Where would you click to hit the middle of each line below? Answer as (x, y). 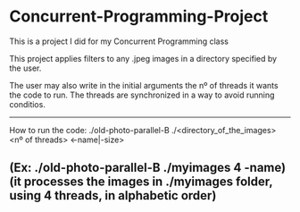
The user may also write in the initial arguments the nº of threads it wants (144, 85)
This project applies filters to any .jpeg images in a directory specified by (143, 58)
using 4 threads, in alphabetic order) (113, 195)
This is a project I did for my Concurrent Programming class (119, 41)
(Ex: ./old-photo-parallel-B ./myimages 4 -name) (148, 168)
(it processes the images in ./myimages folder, (141, 182)
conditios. (28, 104)
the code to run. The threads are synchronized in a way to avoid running (142, 95)
